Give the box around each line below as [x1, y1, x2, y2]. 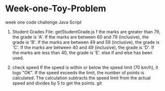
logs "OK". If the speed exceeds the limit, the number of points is [12, 69, 144, 75]
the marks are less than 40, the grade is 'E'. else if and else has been [12, 50, 153, 56]
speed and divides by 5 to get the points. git [12, 80, 102, 86]
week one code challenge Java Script [5, 19, 82, 25]
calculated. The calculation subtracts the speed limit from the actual [12, 75, 151, 81]
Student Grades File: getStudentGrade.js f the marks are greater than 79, [12, 29, 161, 34]
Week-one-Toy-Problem [5, 3, 106, 14]
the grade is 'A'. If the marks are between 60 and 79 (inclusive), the [12, 34, 149, 40]
